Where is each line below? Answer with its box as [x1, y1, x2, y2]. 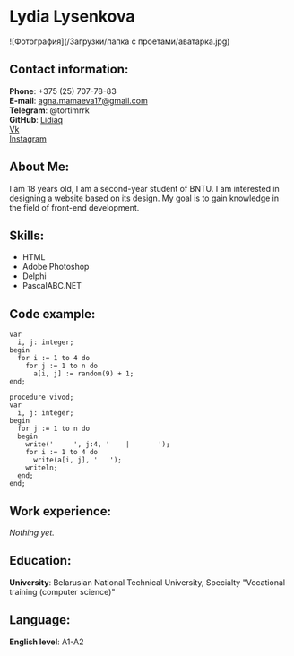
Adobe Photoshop [22, 262, 90, 272]
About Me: [9, 160, 70, 175]
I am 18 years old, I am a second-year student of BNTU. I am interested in [9, 183, 280, 194]
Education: [9, 553, 72, 568]
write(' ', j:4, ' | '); [25, 440, 170, 449]
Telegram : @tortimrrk [9, 105, 90, 116]
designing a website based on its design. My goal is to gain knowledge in [9, 193, 280, 203]
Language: [9, 612, 71, 628]
